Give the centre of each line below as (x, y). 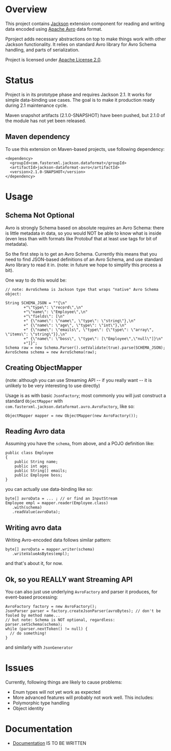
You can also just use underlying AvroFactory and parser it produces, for (81, 591)
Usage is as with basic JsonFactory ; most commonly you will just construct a (86, 395)
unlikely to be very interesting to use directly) (53, 385)
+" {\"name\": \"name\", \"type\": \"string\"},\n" (80, 321)
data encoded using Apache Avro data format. (54, 29)
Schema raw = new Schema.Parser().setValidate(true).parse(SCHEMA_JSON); (86, 348)
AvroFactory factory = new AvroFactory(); (51, 606)
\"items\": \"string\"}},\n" (36, 334)
